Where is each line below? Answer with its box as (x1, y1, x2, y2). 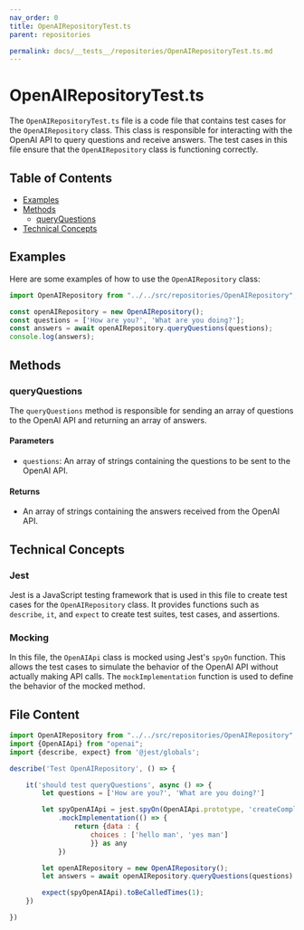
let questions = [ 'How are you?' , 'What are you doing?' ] (42, 789, 265, 798)
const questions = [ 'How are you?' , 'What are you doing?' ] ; (9, 316, 245, 325)
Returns (9, 486, 41, 497)
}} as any (90, 839, 128, 848)
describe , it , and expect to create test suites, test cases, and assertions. (9, 608, 280, 620)
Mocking (9, 631, 50, 643)
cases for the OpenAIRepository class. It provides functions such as (9, 599, 260, 610)
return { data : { (73, 822, 140, 831)
